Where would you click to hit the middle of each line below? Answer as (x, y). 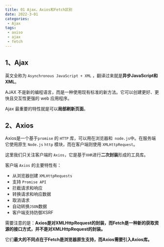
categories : (17, 19)
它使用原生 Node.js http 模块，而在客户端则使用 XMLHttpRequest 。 (71, 144)
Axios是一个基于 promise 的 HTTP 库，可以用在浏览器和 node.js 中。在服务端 (81, 138)
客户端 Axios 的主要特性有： (33, 165)
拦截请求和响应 (27, 188)
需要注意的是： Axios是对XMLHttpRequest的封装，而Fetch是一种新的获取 (80, 223)
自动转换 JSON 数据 (30, 206)
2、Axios (19, 125)
